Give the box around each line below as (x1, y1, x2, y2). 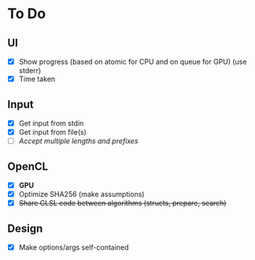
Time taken (18, 74, 56, 84)
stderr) (18, 66, 42, 76)
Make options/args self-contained (18, 242, 129, 252)
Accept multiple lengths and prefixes (18, 136, 139, 146)
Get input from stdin (18, 118, 84, 128)
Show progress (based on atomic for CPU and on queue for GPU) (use (18, 57, 247, 66)
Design (7, 221, 43, 235)
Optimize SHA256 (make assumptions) (18, 190, 145, 199)
